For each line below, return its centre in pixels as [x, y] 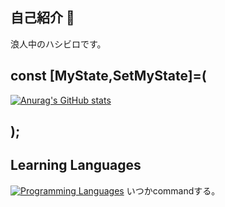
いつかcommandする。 [173, 190]
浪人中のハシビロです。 [58, 44]
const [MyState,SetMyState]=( [108, 76]
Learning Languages [76, 165]
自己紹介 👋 [42, 18]
